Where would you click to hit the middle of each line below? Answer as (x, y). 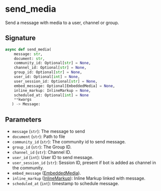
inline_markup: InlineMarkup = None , (53, 90)
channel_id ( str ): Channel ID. (41, 152)
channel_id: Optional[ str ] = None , (50, 68)
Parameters (23, 120)
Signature (20, 38)
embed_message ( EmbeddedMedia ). (46, 173)
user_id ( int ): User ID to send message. (53, 157)
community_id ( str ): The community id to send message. (69, 141)
